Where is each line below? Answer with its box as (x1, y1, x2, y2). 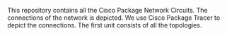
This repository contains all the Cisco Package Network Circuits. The (7, 6, 208, 14)
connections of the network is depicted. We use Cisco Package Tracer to (7, 13, 221, 22)
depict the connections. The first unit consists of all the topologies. (7, 21, 202, 29)
